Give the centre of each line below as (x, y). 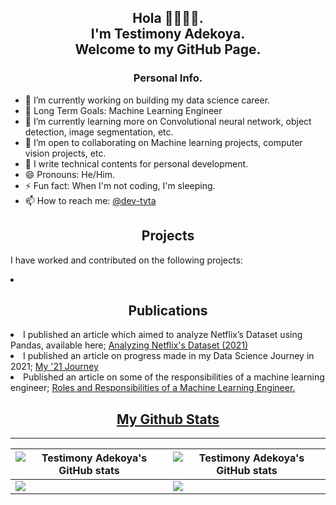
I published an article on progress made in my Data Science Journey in (169, 356)
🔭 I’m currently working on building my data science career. (147, 100)
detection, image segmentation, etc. (99, 132)
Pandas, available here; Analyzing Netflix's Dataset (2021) (129, 345)
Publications (168, 310)
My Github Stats (168, 419)
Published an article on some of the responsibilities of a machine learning (174, 377)
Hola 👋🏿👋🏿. (168, 18)
